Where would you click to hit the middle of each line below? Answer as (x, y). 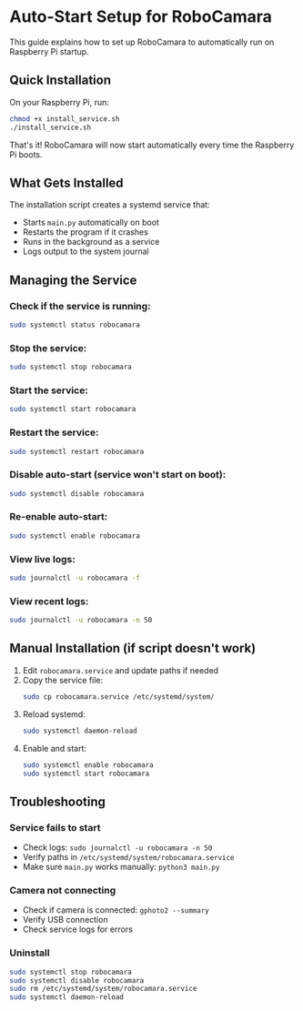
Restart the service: (54, 432)
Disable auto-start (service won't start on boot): (118, 475)
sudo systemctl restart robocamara (77, 451)
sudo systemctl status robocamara (75, 325)
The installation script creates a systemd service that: (110, 205)
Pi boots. (26, 154)
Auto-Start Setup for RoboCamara (141, 17)
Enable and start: (55, 748)
